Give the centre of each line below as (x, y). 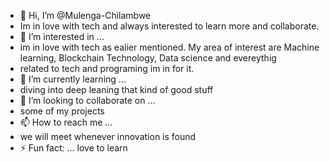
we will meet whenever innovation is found (108, 136)
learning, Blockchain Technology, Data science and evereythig (148, 58)
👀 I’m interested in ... (62, 36)
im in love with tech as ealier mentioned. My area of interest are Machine (169, 47)
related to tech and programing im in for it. (107, 68)
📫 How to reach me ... (66, 122)
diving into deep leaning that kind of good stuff (116, 89)
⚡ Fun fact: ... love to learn (73, 148)
